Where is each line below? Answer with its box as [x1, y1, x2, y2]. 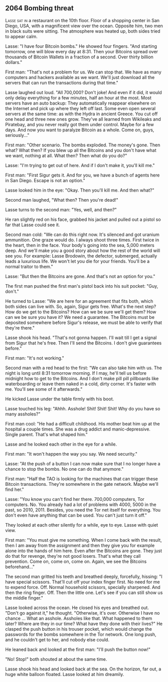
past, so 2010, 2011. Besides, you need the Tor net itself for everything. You [5, 506, 161, 513]
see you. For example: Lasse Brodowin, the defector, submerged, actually [5, 252, 157, 259]
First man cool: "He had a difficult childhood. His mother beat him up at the [5, 420, 160, 427]
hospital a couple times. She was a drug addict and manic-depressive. [5, 426, 150, 432]
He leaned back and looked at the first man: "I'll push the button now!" [5, 646, 151, 652]
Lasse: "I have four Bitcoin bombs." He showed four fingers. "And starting [5, 43, 157, 49]
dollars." [5, 59, 23, 65]
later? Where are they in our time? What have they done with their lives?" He [5, 621, 163, 627]
